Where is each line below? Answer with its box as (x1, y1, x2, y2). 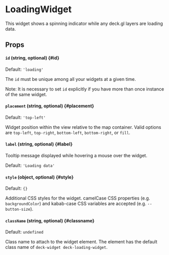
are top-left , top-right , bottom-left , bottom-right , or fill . (5, 129, 130, 135)
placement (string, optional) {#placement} (5, 103, 94, 109)
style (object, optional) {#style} (5, 174, 74, 180)
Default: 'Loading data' (5, 162, 55, 168)
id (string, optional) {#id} (5, 54, 60, 61)
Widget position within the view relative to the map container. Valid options (5, 124, 161, 130)
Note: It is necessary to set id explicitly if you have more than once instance (5, 86, 164, 92)
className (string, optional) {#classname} (5, 217, 95, 223)
